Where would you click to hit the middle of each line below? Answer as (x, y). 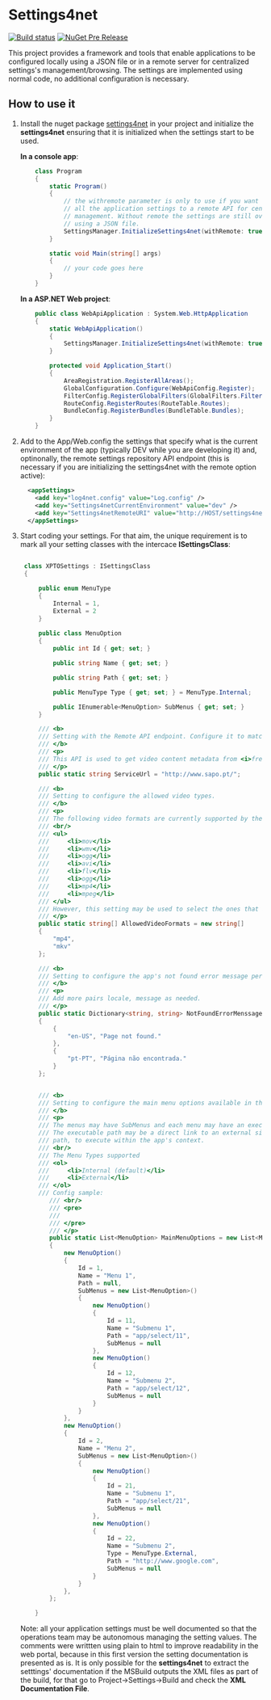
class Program (58, 171)
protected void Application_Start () (111, 366)
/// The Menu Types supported (89, 1155)
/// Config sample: (71, 1193)
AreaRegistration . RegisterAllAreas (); (129, 381)
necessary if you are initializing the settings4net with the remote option (138, 467)
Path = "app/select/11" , (149, 1336)
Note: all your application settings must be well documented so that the (138, 1629)
